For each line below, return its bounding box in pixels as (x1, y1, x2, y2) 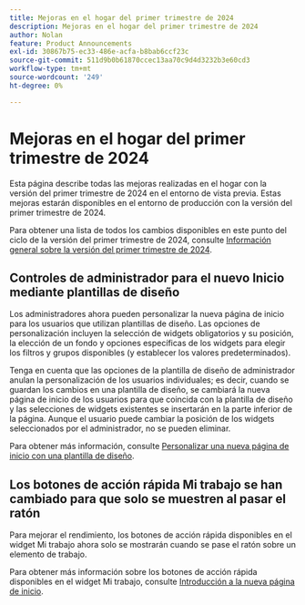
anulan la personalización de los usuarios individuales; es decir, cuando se (9, 374, 290, 385)
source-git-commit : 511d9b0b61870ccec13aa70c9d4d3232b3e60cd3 (9, 56, 250, 65)
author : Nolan (9, 30, 64, 39)
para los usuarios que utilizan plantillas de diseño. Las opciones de (9, 318, 261, 329)
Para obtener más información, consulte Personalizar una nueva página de (9, 441, 290, 452)
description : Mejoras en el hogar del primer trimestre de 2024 (9, 22, 259, 31)
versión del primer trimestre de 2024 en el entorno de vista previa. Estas (9, 188, 282, 199)
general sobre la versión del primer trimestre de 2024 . (9, 243, 212, 255)
